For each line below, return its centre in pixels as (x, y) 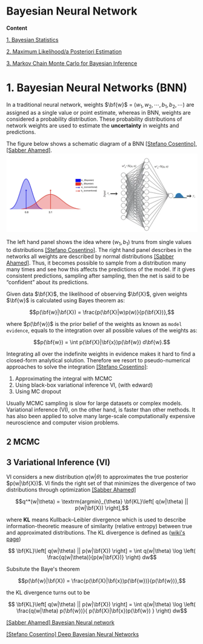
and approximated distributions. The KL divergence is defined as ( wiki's (96, 533)
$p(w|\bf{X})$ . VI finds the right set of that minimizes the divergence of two (101, 483)
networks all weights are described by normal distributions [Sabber (90, 257)
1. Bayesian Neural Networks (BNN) (97, 88)
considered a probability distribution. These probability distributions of (94, 119)
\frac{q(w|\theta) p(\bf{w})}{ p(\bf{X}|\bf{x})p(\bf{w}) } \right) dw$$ (102, 611)
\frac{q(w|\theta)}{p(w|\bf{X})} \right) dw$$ (102, 557)
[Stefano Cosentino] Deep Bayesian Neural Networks (73, 634)
